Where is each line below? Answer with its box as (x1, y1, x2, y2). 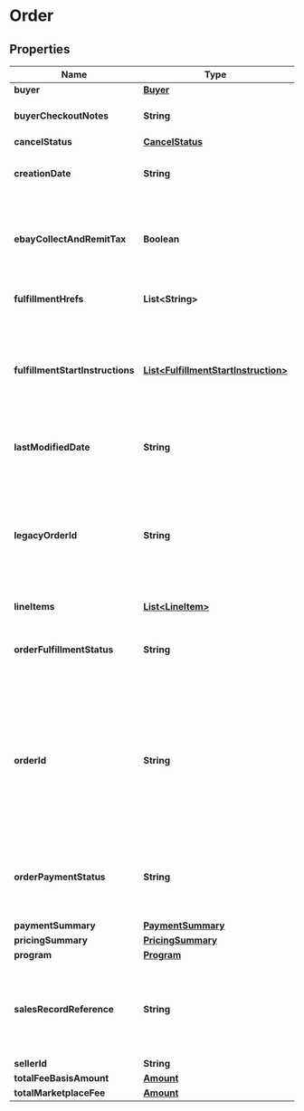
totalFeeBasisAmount (14, 1072, 109, 1084)
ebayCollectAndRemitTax (14, 233, 127, 245)
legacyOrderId (14, 529, 78, 541)
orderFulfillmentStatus (14, 643, 114, 656)
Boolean (143, 233, 180, 245)
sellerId (14, 1058, 48, 1069)
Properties (9, 42, 71, 57)
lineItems (14, 601, 55, 612)
